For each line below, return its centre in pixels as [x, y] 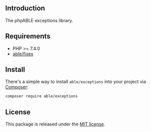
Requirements [28, 37]
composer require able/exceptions [42, 96]
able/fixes [23, 54]
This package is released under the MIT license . [55, 124]
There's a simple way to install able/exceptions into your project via [76, 82]
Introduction [25, 8]
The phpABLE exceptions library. [39, 20]
